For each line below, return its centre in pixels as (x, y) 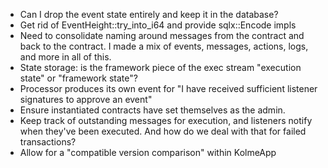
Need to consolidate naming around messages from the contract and (162, 35)
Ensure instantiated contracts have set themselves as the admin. (152, 110)
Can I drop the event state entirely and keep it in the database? (149, 14)
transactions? (48, 142)
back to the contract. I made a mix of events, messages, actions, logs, (164, 46)
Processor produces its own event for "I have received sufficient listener (168, 88)
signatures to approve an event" (86, 99)
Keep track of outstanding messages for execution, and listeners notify (166, 120)
